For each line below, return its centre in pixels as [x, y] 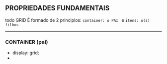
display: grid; [26, 53]
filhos [12, 25]
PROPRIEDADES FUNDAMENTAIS [57, 8]
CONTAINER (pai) [27, 42]
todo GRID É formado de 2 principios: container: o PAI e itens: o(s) [78, 20]
